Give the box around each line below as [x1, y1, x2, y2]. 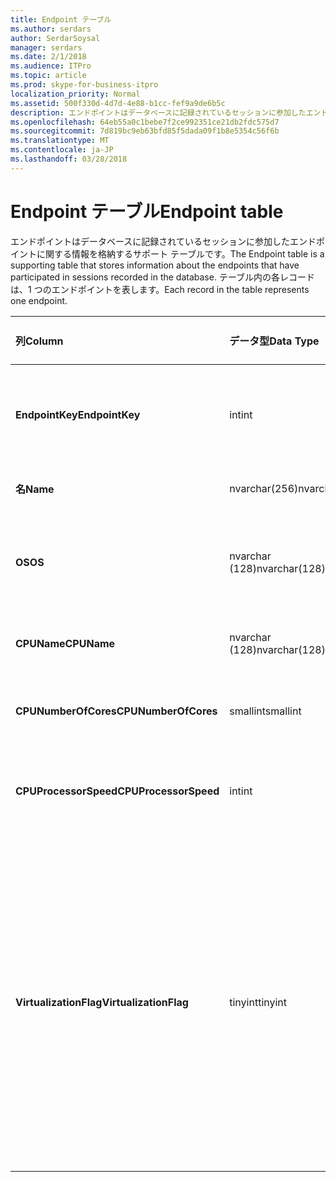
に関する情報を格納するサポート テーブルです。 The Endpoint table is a [36, 247, 325, 260]
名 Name [15, 482, 55, 496]
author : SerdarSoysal [10, 33, 101, 43]
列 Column [15, 334, 64, 348]
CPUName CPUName [15, 636, 116, 650]
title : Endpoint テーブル [10, 14, 112, 25]
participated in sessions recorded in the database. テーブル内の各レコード [10, 271, 316, 283]
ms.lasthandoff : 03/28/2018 [10, 154, 128, 164]
